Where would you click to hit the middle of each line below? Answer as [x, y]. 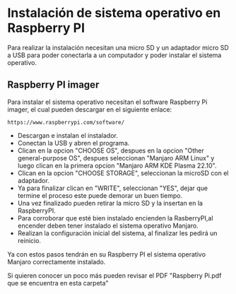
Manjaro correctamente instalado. [57, 261]
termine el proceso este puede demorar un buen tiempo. [100, 195]
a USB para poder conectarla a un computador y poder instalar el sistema [114, 55]
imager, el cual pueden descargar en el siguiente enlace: [90, 109]
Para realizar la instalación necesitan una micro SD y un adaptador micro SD [118, 47]
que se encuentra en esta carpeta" [58, 283]
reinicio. [29, 240]
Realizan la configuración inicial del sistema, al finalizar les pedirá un [117, 233]
